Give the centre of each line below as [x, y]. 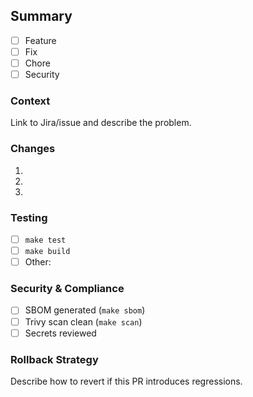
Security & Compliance [67, 289]
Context [30, 101]
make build [47, 252]
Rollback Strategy [54, 359]
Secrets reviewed [60, 333]
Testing [29, 217]
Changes [33, 149]
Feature [40, 40]
